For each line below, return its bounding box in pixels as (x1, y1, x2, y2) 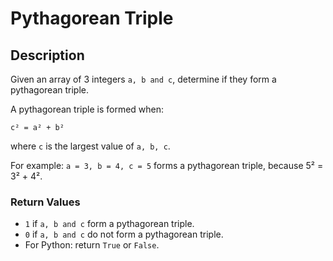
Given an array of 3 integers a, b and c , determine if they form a (10, 73, 277, 85)
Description (10, 47, 85, 64)
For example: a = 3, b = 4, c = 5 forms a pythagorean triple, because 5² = (10, 160, 324, 171)
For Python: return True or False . (24, 239, 160, 251)
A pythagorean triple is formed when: (10, 103, 165, 115)
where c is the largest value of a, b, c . (10, 140, 171, 152)
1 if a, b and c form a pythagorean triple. (24, 218, 195, 230)
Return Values (10, 195, 81, 209)
